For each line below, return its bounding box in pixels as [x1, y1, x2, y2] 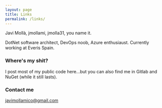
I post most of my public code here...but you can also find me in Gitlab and [5, 68, 158, 74]
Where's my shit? [5, 57, 49, 64]
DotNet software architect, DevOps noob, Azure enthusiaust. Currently [5, 40, 150, 46]
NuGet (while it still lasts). [5, 74, 57, 80]
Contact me [5, 86, 34, 93]
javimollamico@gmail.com [5, 97, 58, 103]
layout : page [5, 7, 32, 12]
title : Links [5, 12, 32, 17]
